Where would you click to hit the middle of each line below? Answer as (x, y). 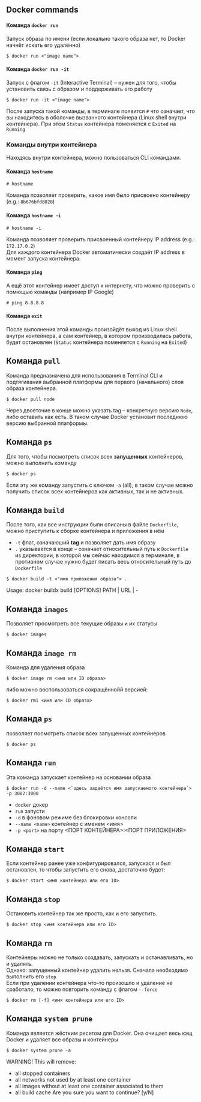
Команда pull (33, 361)
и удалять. (19, 964)
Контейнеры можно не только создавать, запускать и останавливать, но (100, 957)
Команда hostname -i (34, 215)
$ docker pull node (31, 399)
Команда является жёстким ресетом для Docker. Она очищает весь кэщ (100, 1033)
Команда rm (29, 943)
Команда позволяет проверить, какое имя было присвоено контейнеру (98, 195)
